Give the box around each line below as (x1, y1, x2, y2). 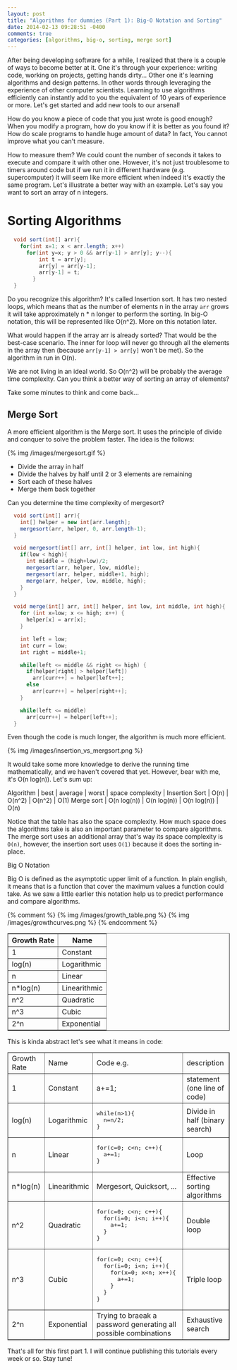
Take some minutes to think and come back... (7, 389, 140, 397)
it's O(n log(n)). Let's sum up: (7, 775, 93, 784)
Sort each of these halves (17, 477, 93, 485)
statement (186, 1074, 220, 1084)
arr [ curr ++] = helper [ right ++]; (32, 688, 128, 695)
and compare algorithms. (7, 897, 80, 906)
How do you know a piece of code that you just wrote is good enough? (7, 114, 213, 123)
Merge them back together (17, 485, 96, 493)
